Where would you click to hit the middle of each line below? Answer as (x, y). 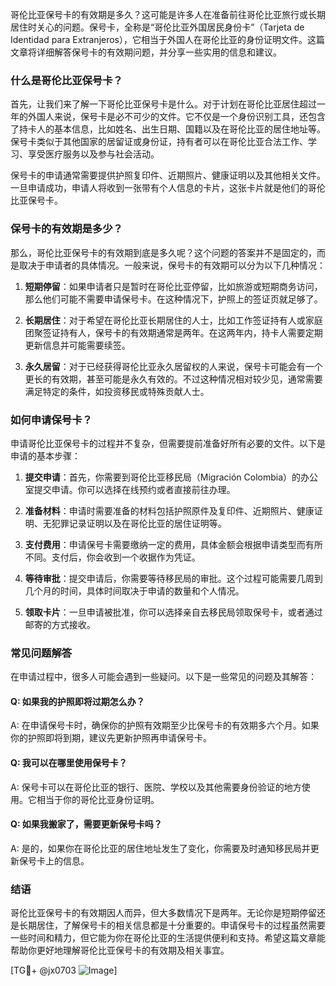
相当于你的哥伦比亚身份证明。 (98, 799)
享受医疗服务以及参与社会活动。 (93, 154)
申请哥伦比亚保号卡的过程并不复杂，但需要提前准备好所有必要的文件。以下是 (168, 443)
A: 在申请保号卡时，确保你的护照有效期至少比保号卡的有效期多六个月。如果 (165, 725)
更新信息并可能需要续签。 (77, 345)
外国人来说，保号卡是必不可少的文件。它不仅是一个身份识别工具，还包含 (176, 117)
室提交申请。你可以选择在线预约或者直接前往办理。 (130, 489)
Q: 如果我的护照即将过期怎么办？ (77, 701)
